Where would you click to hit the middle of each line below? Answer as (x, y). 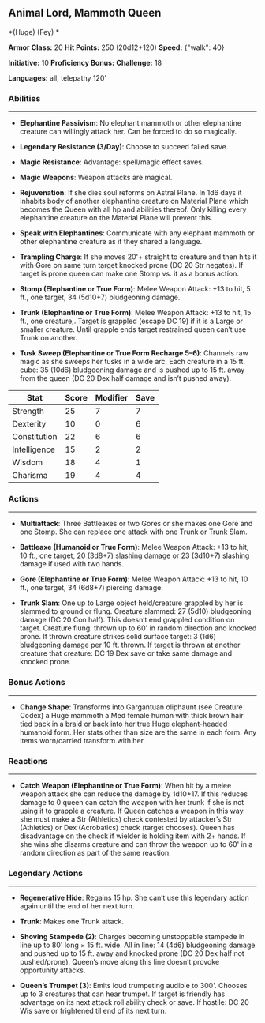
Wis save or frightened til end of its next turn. (93, 1011)
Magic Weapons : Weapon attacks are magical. (96, 178)
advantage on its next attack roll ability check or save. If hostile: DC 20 (134, 1002)
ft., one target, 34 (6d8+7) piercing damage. (91, 588)
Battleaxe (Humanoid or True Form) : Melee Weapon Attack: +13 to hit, (134, 547)
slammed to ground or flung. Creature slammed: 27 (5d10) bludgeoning (135, 611)
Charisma (30, 476)
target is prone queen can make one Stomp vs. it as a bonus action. (129, 274)
